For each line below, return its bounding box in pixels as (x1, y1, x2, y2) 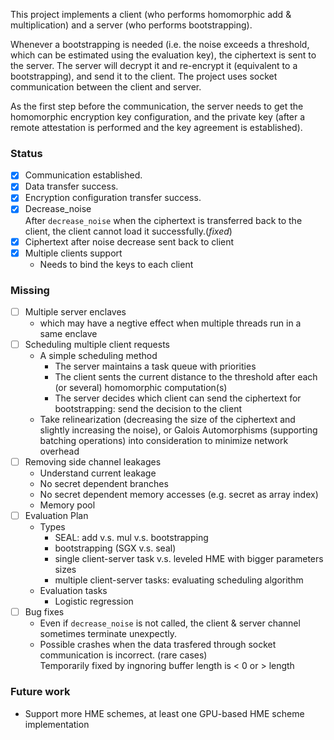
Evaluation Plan (24, 510, 89, 522)
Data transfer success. (24, 180, 119, 193)
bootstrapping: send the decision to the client (54, 403, 242, 415)
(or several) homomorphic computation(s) (54, 382, 228, 394)
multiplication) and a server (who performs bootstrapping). (10, 19, 253, 31)
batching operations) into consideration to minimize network (39, 435, 289, 447)
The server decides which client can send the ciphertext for (54, 392, 302, 404)
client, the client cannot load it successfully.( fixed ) (24, 225, 233, 237)
